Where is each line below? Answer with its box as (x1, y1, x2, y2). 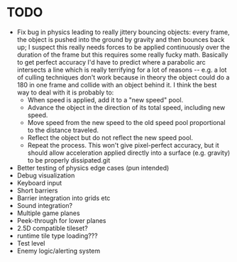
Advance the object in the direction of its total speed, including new (27, 103, 226, 111)
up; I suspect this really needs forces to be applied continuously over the (16, 43, 230, 51)
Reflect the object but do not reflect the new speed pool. (27, 133, 193, 142)
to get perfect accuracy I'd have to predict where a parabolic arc (16, 58, 206, 66)
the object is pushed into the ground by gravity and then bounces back (16, 35, 225, 43)
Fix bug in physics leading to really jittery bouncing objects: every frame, (16, 28, 230, 36)
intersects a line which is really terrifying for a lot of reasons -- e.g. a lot (16, 65, 227, 74)
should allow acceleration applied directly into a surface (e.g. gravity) (27, 148, 231, 157)
